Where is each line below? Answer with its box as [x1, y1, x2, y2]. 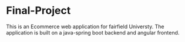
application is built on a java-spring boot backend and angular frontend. [6, 29, 180, 36]
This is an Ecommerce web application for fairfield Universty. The [6, 23, 164, 30]
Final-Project [6, 4, 71, 17]
